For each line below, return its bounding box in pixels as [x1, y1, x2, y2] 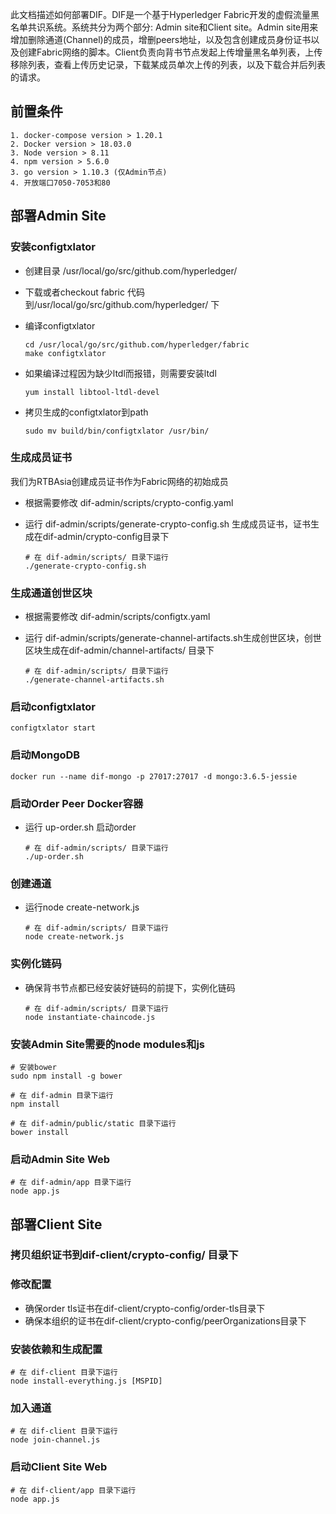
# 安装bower [10, 1062, 57, 1072]
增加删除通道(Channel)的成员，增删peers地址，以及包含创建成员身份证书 [10, 34, 312, 45]
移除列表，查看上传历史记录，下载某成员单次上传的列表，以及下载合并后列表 [10, 59, 326, 70]
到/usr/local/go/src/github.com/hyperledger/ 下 [24, 298, 220, 310]
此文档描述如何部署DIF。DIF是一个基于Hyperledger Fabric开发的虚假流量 [10, 9, 312, 20]
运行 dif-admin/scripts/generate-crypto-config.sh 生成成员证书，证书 [24, 518, 311, 530]
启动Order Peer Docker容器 [10, 796, 144, 810]
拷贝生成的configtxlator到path [24, 406, 149, 418]
